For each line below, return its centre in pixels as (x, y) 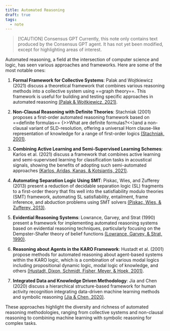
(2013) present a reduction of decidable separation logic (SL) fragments (88, 186)
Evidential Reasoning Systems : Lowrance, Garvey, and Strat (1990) (84, 218)
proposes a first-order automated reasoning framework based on (81, 117)
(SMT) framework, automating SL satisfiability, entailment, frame (80, 197)
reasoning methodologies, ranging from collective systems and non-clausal (84, 313)
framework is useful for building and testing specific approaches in (83, 97)
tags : (11, 19)
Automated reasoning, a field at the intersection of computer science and (82, 60)
